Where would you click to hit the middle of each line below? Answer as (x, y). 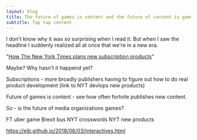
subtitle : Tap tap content (39, 22)
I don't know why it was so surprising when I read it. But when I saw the (93, 39)
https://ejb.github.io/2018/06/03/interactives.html (66, 131)
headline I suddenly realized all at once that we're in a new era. (82, 45)
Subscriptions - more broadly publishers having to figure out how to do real (97, 79)
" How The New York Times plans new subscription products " (80, 57)
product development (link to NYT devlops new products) (76, 86)
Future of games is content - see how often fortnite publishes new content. (96, 97)
